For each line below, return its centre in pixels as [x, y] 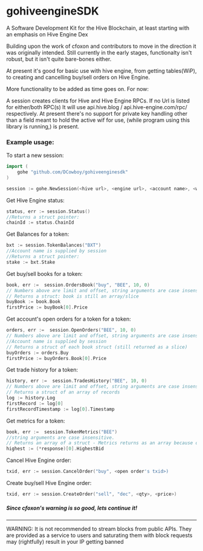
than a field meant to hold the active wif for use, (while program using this [98, 120]
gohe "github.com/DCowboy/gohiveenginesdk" [73, 172]
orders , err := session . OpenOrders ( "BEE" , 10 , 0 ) [71, 330]
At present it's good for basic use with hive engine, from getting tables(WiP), [101, 70]
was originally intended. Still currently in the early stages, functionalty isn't [99, 52]
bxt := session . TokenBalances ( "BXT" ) [54, 245]
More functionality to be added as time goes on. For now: [78, 88]
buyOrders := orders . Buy [37, 353]
